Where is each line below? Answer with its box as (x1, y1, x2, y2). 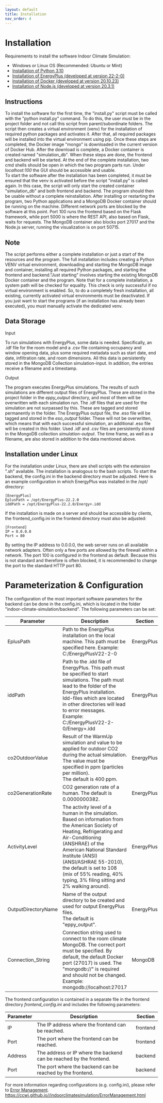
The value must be (62, 757, 105, 764)
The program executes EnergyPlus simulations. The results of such (5, 384, 139, 390)
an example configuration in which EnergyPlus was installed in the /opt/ (5, 478, 148, 485)
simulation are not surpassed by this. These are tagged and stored (5, 405, 138, 411)
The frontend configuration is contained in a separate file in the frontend (5, 996, 149, 1002)
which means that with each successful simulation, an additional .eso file (5, 420, 151, 426)
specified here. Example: (62, 644, 119, 651)
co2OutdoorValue (7, 754, 48, 761)
